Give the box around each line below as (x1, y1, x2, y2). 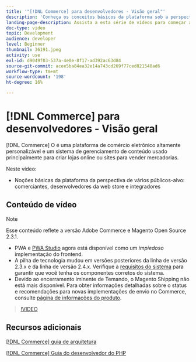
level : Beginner (6, 42, 45, 47)
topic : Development (6, 30, 54, 36)
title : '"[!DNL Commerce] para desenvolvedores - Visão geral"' (6, 8, 166, 15)
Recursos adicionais (6, 323, 82, 333)
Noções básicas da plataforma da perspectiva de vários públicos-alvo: (14, 176, 185, 183)
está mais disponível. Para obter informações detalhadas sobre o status (14, 282, 187, 289)
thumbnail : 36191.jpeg (6, 47, 61, 53)
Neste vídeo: (6, 165, 37, 172)
